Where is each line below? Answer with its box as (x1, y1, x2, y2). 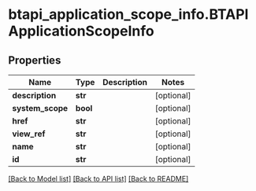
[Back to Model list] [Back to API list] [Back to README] (8, 174, 189, 183)
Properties (8, 53, 61, 67)
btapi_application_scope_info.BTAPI (8, 6, 249, 24)
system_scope (12, 103, 69, 113)
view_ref (12, 128, 46, 139)
